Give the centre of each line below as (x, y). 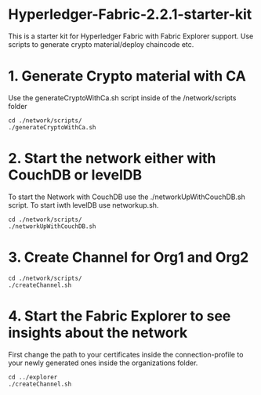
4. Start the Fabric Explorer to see (120, 316)
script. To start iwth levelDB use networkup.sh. (83, 205)
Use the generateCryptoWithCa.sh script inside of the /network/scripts (122, 98)
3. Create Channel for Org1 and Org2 (129, 257)
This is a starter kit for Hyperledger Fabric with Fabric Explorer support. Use (131, 36)
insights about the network (98, 333)
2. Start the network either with (112, 159)
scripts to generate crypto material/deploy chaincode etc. (101, 44)
